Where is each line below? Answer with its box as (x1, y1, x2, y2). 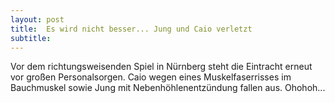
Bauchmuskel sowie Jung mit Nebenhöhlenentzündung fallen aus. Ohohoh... (10, 82, 326, 94)
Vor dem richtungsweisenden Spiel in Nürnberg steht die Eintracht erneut (10, 61, 313, 73)
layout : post (10, 14, 65, 25)
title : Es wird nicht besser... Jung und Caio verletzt (10, 24, 253, 34)
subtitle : (10, 33, 52, 43)
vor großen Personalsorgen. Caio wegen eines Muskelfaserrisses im (10, 71, 292, 83)
